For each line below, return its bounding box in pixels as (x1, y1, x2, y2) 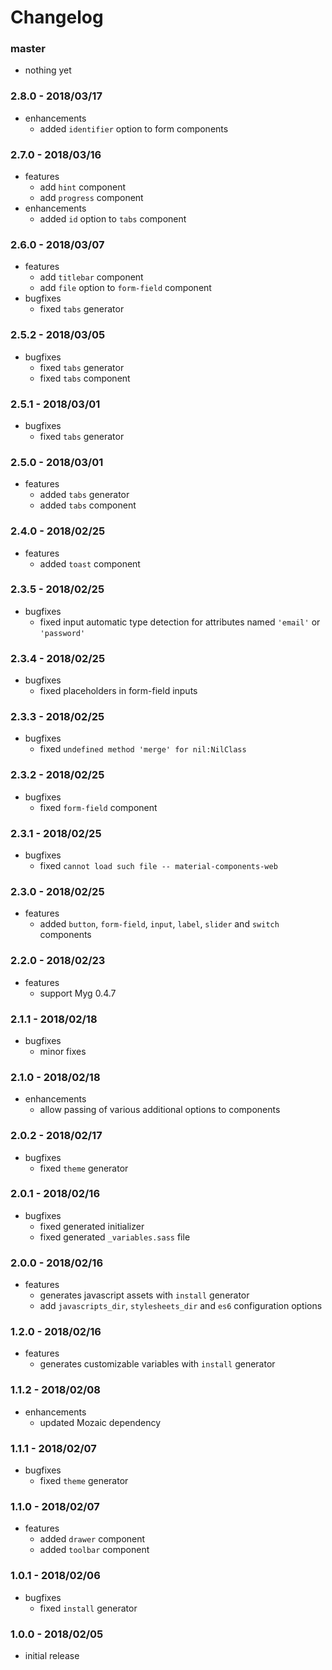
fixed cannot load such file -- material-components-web (39, 860, 278, 872)
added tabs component (39, 499, 137, 511)
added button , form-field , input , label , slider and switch (39, 918, 280, 930)
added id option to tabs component (39, 213, 187, 225)
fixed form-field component (39, 801, 158, 813)
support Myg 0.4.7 (39, 987, 117, 999)
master (10, 42, 46, 56)
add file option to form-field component (39, 282, 212, 294)
